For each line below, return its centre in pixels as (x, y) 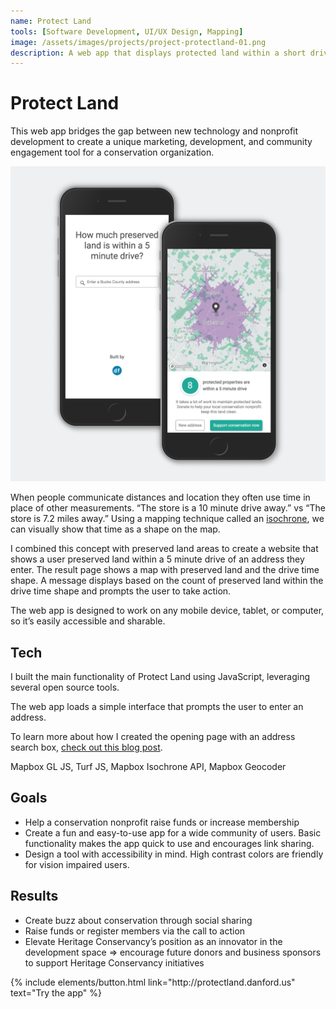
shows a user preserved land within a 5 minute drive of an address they (157, 559)
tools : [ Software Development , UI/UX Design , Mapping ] (127, 31)
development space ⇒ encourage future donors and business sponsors (173, 952)
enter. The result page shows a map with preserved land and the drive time (165, 570)
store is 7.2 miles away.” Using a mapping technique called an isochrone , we (167, 519)
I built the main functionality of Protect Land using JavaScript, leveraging (160, 676)
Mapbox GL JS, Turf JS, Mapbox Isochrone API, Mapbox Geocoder (148, 766)
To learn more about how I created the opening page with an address (153, 736)
